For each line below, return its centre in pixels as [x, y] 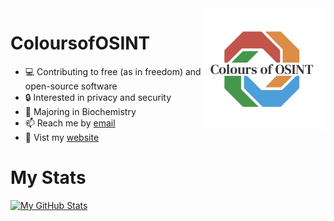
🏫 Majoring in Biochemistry [80, 111]
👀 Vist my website [62, 137]
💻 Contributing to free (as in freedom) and [113, 71]
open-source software [71, 86]
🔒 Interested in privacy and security [98, 97]
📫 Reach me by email [70, 123]
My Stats [48, 178]
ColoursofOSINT [80, 43]
